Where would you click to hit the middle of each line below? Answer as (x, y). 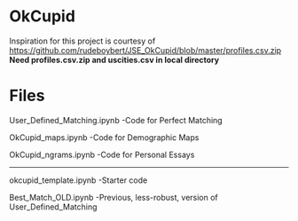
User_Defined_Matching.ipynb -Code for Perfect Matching (116, 120)
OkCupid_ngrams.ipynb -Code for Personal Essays (102, 154)
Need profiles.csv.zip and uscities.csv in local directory (114, 59)
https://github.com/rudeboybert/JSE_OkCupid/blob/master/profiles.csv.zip (145, 50)
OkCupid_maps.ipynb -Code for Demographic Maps (104, 137)
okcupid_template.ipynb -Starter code (78, 180)
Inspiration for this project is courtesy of (82, 41)
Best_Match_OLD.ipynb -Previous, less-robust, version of (114, 197)
